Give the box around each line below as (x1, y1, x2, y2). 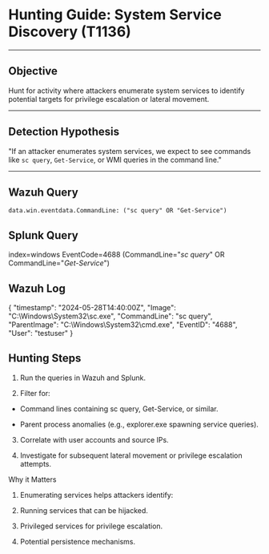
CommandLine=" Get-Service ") (8, 258, 110, 268)
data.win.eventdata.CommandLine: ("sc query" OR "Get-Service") (8, 207, 227, 215)
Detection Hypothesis (8, 125, 120, 139)
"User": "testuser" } (8, 329, 74, 338)
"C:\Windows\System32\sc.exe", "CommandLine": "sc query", (8, 311, 213, 321)
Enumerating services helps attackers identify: (19, 490, 174, 499)
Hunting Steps (8, 351, 82, 366)
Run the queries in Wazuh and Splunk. (19, 373, 147, 382)
